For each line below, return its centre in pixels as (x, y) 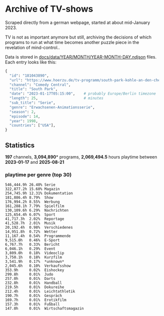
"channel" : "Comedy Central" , (40, 85)
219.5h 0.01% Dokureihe (35, 287)
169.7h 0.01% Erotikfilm (36, 300)
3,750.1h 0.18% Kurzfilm (34, 257)
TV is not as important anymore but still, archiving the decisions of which (78, 37)
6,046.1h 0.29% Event (30, 249)
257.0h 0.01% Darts (30, 279)
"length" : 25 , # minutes (57, 99)
